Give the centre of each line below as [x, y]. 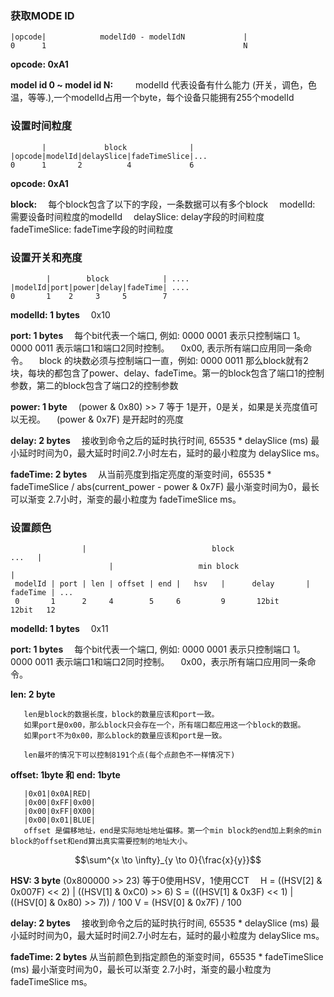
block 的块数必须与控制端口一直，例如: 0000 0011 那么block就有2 [173, 360]
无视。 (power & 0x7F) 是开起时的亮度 [101, 419]
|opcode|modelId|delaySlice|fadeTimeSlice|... [109, 156]
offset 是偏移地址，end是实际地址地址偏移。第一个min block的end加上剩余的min [172, 831]
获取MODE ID [42, 15]
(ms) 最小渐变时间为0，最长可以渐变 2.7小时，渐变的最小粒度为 [141, 969]
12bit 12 [33, 610]
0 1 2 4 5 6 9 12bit [147, 602]
